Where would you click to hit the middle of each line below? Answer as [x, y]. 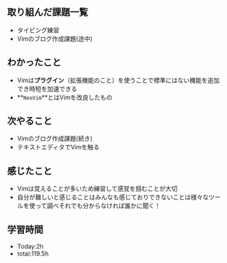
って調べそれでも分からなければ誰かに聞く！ [98, 206]
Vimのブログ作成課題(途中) [55, 38]
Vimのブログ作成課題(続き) [55, 138]
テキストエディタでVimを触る [58, 147]
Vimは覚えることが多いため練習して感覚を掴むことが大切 [97, 189]
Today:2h [30, 247]
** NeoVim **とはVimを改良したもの [65, 97]
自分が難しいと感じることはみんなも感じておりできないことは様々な [113, 197]
